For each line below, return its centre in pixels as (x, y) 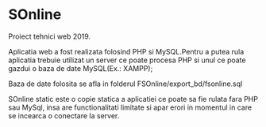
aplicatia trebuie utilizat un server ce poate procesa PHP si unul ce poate (127, 60)
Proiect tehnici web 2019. (50, 36)
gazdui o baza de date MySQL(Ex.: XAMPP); (81, 68)
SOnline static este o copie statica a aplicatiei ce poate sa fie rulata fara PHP (133, 99)
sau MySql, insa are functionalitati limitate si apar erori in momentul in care (130, 107)
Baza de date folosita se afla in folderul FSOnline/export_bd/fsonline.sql (125, 84)
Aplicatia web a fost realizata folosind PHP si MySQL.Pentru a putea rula (126, 51)
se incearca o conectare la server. (64, 115)
